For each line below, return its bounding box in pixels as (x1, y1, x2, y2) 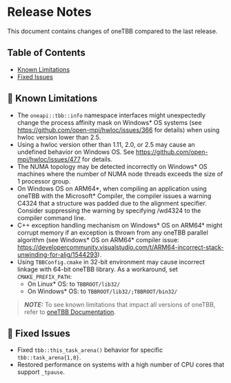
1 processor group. (17, 177, 71, 185)
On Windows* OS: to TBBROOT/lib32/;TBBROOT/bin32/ (27, 287, 178, 295)
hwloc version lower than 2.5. (17, 132, 101, 141)
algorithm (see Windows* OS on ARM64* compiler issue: (17, 235, 179, 244)
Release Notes (7, 4, 92, 20)
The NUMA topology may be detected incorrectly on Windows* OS (17, 162, 208, 170)
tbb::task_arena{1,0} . (17, 353, 81, 362)
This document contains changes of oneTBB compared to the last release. (7, 27, 218, 35)
